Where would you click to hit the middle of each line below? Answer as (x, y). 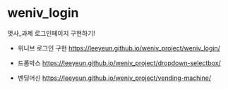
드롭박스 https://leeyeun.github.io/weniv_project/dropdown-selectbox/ (119, 63)
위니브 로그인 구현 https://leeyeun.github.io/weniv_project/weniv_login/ (119, 48)
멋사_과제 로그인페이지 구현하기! (51, 33)
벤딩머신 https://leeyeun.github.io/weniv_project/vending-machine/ (114, 78)
